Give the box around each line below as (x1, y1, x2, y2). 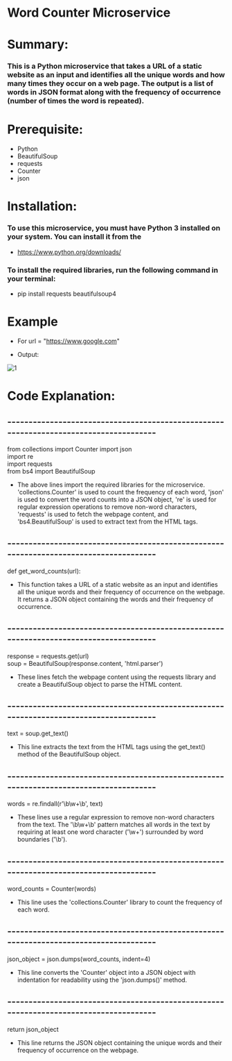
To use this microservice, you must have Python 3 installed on (7, 224, 220, 233)
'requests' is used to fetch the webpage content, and (17, 510, 168, 518)
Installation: (7, 199, 78, 215)
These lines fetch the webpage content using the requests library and (17, 672, 216, 681)
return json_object (7, 1025, 59, 1033)
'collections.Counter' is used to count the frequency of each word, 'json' (17, 487, 224, 496)
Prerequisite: (7, 122, 83, 137)
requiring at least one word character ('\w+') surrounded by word (17, 828, 204, 836)
